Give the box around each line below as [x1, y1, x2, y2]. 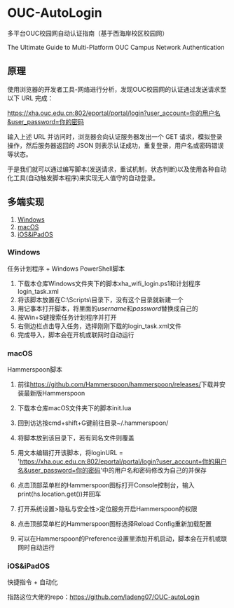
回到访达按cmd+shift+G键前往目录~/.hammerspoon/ [17, 419, 169, 427]
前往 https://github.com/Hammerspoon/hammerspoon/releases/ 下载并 [17, 380, 219, 389]
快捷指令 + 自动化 [7, 578, 58, 586]
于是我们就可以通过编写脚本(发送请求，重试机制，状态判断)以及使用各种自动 [7, 165, 227, 173]
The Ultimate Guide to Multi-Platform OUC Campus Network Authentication [7, 43, 225, 51]
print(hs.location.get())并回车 [17, 489, 102, 499]
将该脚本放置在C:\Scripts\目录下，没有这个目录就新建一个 [17, 295, 184, 304]
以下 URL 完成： [7, 93, 54, 102]
